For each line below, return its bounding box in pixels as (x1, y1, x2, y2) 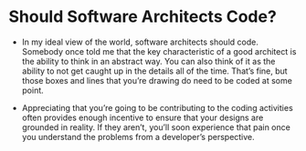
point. (21, 85, 45, 96)
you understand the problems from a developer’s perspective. (21, 131, 255, 142)
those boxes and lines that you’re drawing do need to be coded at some (21, 75, 293, 86)
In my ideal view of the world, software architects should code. (21, 36, 259, 47)
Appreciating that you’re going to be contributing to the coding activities (21, 102, 293, 113)
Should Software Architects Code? (8, 6, 278, 27)
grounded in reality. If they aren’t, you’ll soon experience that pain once (21, 121, 291, 133)
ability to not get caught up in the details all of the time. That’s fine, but (21, 65, 289, 76)
